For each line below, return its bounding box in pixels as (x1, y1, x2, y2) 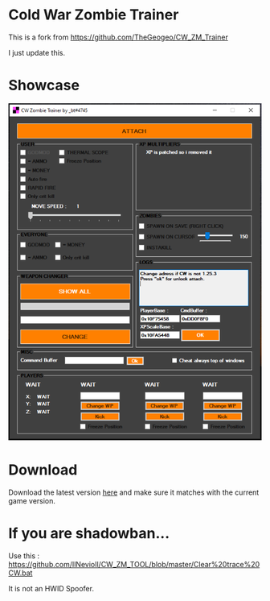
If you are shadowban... (8, 524, 170, 543)
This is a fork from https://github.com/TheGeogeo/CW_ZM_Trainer (8, 32, 229, 42)
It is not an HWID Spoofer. (8, 583, 95, 593)
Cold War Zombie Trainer (8, 6, 179, 24)
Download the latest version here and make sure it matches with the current (8, 487, 260, 497)
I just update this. (8, 48, 66, 57)
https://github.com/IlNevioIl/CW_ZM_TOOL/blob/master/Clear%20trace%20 (8, 559, 260, 569)
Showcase (8, 77, 80, 94)
